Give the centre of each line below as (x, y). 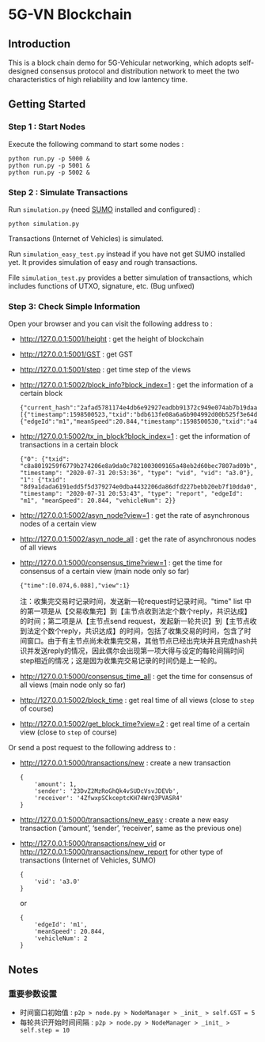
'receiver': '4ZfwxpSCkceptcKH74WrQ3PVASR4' (109, 798)
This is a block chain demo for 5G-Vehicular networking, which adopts (123, 62)
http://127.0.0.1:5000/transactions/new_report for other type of (121, 852)
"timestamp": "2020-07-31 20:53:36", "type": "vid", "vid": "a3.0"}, (137, 473)
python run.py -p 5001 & (49, 165)
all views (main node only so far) (73, 685)
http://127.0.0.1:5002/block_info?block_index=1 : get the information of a (136, 385)
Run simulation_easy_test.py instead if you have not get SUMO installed (127, 254)
